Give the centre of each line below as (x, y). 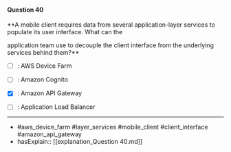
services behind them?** (43, 53)
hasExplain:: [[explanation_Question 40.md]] (80, 142)
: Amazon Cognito (43, 79)
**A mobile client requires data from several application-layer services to (111, 25)
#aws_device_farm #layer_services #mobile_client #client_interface (112, 127)
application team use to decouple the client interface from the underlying (111, 45)
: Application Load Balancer (56, 107)
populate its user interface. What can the (65, 32)
